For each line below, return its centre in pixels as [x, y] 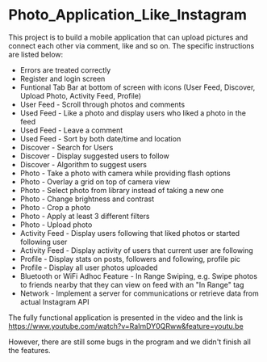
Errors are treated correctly [65, 69]
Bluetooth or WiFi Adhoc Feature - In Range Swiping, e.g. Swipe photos [139, 276]
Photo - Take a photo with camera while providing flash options [125, 173]
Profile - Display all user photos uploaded [89, 267]
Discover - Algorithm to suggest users [83, 164]
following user [44, 242]
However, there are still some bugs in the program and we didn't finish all [130, 342]
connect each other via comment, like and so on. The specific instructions [131, 45]
